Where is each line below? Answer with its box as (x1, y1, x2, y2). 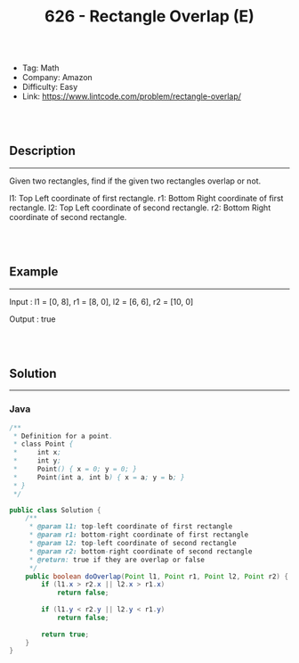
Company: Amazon (21, 71, 93, 82)
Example (9, 265, 59, 280)
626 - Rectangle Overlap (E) (44, 6, 255, 27)
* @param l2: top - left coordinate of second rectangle (28, 539, 238, 548)
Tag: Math (21, 62, 60, 73)
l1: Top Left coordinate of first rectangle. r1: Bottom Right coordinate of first (9, 192, 284, 203)
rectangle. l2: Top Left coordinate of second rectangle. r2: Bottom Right (9, 202, 271, 213)
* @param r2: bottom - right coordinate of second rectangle (28, 546, 253, 556)
